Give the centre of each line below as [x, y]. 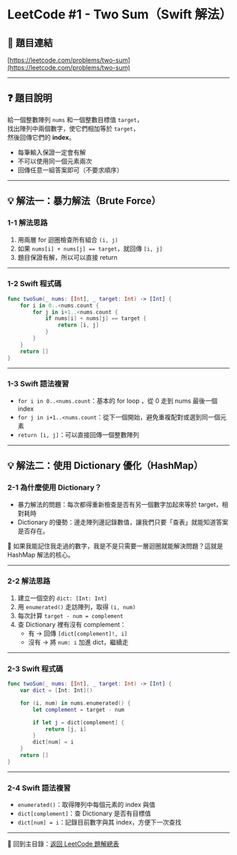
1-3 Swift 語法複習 [38, 384]
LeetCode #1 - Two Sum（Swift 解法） [120, 14]
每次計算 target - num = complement [70, 616]
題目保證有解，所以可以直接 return [67, 257]
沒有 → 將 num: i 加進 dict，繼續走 [78, 642]
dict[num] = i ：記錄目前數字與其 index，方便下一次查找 [99, 823]
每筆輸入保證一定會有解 [51, 152]
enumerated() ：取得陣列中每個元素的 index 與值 [86, 805]
